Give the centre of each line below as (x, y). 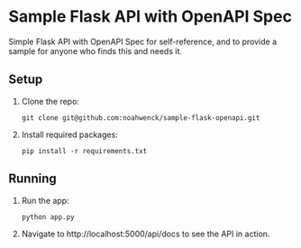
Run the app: (45, 200)
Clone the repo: (50, 101)
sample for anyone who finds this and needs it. (95, 51)
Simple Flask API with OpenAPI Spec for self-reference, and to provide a (143, 41)
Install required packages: (69, 134)
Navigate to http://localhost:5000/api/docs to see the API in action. (146, 234)
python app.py (48, 217)
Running (33, 179)
